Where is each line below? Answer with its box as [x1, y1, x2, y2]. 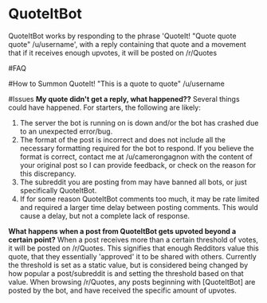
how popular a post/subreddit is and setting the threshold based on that [8, 268, 245, 278]
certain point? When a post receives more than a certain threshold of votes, [8, 235, 259, 244]
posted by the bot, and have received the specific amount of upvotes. [8, 286, 238, 295]
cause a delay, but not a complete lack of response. [19, 211, 190, 220]
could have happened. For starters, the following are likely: [8, 103, 201, 112]
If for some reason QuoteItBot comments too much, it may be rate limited [19, 194, 260, 204]
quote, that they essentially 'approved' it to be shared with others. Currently [8, 251, 257, 261]
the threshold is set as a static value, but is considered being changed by [8, 260, 249, 270]
